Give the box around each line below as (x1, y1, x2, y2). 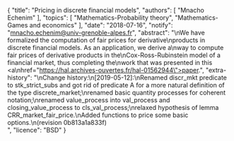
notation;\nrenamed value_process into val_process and (7, 96, 170, 104)
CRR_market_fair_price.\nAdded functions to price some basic (7, 111, 189, 119)
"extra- (205, 66, 227, 74)
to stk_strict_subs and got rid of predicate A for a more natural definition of (7, 81, 225, 89)
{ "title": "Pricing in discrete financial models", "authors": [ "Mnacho (7, 6, 205, 14)
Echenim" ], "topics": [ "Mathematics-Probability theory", (7, 13, 174, 22)
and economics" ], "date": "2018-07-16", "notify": (29, 21, 173, 29)
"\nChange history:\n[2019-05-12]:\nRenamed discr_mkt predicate (33, 73, 228, 82)
